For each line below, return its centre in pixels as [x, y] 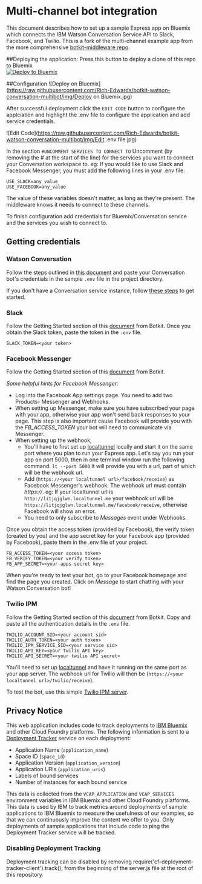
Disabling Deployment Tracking [54, 848]
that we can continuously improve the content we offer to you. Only [90, 820]
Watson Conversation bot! [39, 588]
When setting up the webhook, [53, 440]
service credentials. [31, 121]
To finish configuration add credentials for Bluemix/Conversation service [97, 216]
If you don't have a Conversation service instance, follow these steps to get [100, 290]
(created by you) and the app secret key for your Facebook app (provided [98, 536]
